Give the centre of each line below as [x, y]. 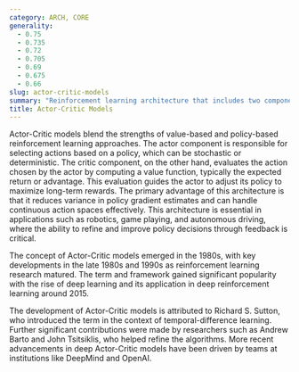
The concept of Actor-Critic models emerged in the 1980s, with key [133, 256]
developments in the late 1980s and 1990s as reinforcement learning [134, 265]
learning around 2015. [49, 293]
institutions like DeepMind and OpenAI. [81, 359]
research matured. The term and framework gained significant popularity [143, 275]
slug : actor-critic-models [59, 92]
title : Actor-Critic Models [61, 109]
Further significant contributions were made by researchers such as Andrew [149, 330]
